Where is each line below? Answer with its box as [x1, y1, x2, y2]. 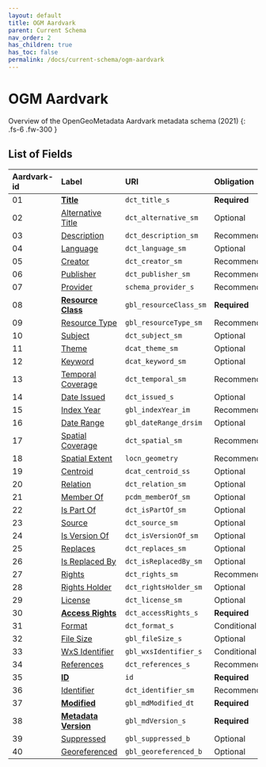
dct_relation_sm [125, 479, 187, 488]
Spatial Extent [60, 452, 112, 464]
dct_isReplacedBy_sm [125, 556, 203, 566]
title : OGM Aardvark [8, 19, 77, 27]
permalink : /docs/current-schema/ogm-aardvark [8, 56, 165, 64]
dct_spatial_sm [125, 436, 182, 445]
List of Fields [8, 147, 73, 161]
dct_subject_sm [125, 330, 182, 340]
